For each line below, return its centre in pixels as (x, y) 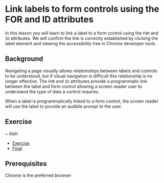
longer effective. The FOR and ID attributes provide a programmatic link (76, 81)
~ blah (12, 133)
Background (24, 59)
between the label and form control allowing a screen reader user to (74, 86)
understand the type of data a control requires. (52, 91)
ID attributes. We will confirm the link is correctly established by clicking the (82, 38)
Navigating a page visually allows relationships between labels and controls (81, 71)
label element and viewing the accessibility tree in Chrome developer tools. (81, 43)
